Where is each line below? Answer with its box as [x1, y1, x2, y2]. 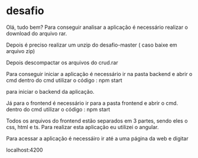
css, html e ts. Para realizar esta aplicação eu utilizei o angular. [6, 123, 159, 130]
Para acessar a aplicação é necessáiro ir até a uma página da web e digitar [6, 134, 189, 142]
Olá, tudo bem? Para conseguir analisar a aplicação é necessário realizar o [6, 24, 188, 31]
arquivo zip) [6, 47, 35, 54]
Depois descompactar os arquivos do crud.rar [6, 59, 118, 66]
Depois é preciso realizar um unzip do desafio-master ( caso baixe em [6, 41, 177, 48]
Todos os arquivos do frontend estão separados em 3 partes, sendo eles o [6, 117, 188, 124]
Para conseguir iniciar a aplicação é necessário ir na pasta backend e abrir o [6, 70, 193, 77]
